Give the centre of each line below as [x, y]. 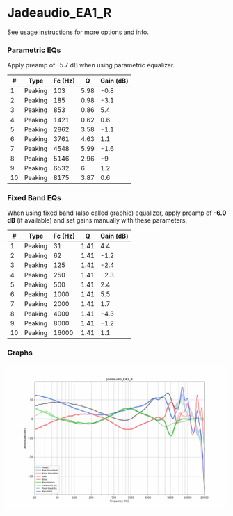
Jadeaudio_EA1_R [59, 13]
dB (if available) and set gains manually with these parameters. [97, 220]
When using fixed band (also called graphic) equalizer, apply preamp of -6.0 [117, 213]
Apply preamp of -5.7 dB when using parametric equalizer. [91, 65]
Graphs [20, 353]
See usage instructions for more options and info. [78, 32]
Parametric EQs [34, 50]
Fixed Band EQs [34, 197]
